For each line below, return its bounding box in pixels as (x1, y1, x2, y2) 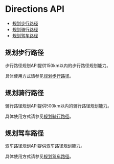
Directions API (5, 3, 65, 15)
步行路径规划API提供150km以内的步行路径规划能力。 (5, 63, 111, 68)
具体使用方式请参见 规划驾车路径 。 (5, 154, 74, 160)
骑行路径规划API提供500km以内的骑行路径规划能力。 (5, 102, 112, 109)
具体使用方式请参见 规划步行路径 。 (5, 73, 74, 79)
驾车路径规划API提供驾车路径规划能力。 (5, 143, 85, 149)
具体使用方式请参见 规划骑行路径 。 (5, 113, 74, 119)
